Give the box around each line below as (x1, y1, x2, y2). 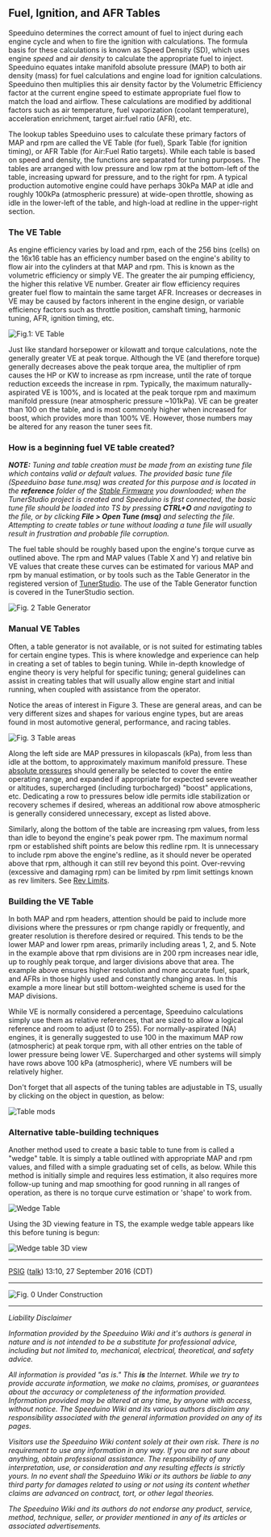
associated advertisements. (8, 1521, 102, 1531)
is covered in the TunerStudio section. (8, 587, 135, 597)
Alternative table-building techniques (8, 1126, 160, 1138)
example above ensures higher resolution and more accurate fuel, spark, (8, 966, 250, 975)
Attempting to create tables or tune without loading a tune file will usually (8, 520, 252, 530)
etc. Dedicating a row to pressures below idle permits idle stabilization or (8, 791, 250, 801)
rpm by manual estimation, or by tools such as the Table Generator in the (8, 570, 250, 580)
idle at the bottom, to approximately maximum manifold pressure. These (8, 757, 248, 766)
